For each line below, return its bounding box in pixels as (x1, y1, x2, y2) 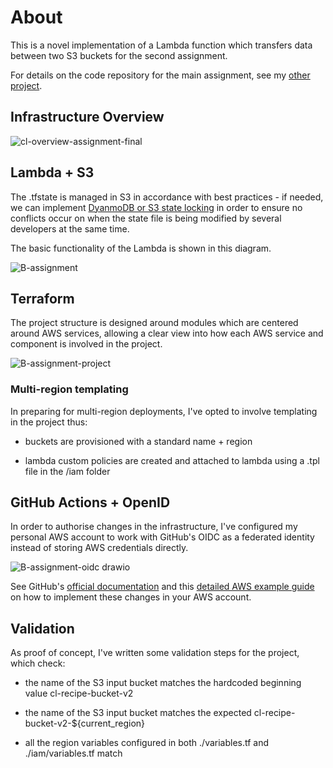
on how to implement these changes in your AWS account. (10, 591, 252, 603)
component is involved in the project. (10, 338, 163, 350)
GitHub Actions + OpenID (10, 494, 171, 511)
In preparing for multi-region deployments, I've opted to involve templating (10, 405, 318, 417)
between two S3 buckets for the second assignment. (10, 49, 228, 61)
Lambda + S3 (10, 164, 95, 181)
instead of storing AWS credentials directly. (10, 542, 189, 554)
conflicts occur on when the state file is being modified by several (10, 212, 282, 224)
